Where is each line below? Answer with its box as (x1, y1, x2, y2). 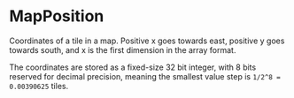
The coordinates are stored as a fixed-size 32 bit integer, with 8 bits (9, 62, 257, 72)
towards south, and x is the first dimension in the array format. (9, 44, 236, 55)
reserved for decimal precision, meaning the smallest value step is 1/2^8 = (9, 71, 282, 81)
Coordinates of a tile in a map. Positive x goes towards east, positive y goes (9, 35, 285, 46)
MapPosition (9, 6, 104, 26)
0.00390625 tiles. (9, 80, 69, 91)
